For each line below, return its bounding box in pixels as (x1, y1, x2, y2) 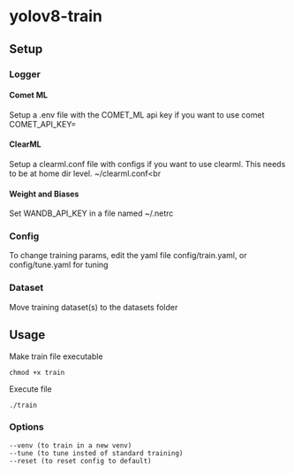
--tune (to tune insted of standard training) (9, 448, 184, 457)
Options (9, 421, 44, 433)
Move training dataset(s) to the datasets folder (9, 302, 178, 312)
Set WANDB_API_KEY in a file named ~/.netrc (9, 208, 174, 218)
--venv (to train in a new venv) (9, 440, 132, 450)
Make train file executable (9, 351, 103, 362)
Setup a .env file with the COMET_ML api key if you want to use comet (9, 109, 265, 120)
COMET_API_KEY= (9, 119, 77, 129)
